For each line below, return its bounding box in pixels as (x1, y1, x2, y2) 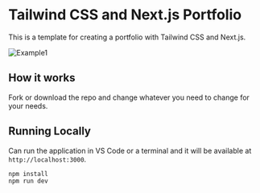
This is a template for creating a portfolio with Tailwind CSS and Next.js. (8, 32, 246, 42)
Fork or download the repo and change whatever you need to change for (8, 92, 250, 102)
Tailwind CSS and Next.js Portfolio (8, 6, 242, 24)
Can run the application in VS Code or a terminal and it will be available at (8, 146, 252, 155)
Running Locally (8, 125, 91, 138)
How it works (8, 71, 76, 85)
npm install (8, 170, 48, 178)
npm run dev (8, 177, 48, 186)
